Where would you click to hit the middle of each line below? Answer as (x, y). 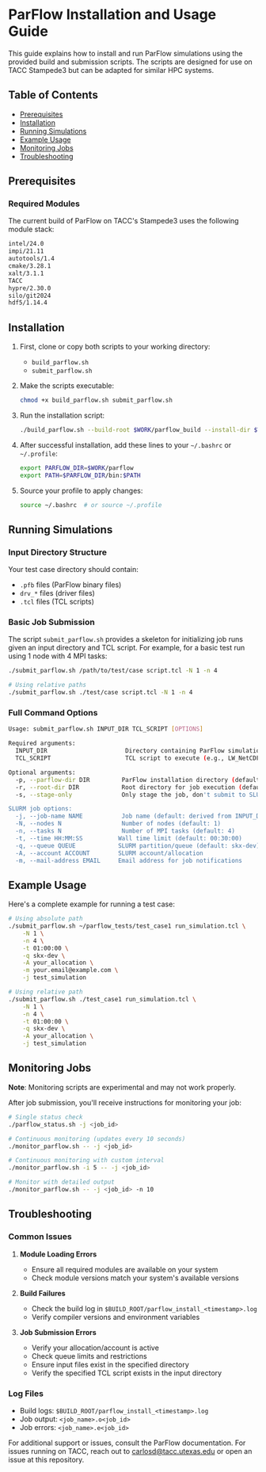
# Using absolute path (46, 919)
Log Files (26, 1394)
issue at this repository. (46, 1459)
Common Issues (40, 1237)
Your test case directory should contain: (73, 570)
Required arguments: (42, 744)
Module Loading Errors (58, 1254)
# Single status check (46, 1117)
